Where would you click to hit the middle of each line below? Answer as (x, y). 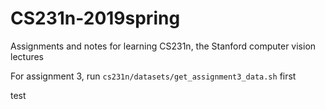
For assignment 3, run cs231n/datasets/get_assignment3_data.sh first (153, 76)
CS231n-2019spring (95, 18)
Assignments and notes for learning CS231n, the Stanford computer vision (163, 46)
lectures (27, 56)
